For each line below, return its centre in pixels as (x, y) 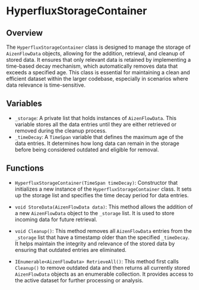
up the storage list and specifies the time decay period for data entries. (102, 195)
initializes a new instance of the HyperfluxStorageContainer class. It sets (103, 189)
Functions (25, 168)
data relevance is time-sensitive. (46, 85)
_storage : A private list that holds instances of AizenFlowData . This (96, 118)
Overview (25, 33)
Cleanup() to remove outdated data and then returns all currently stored (102, 267)
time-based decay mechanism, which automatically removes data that (92, 66)
